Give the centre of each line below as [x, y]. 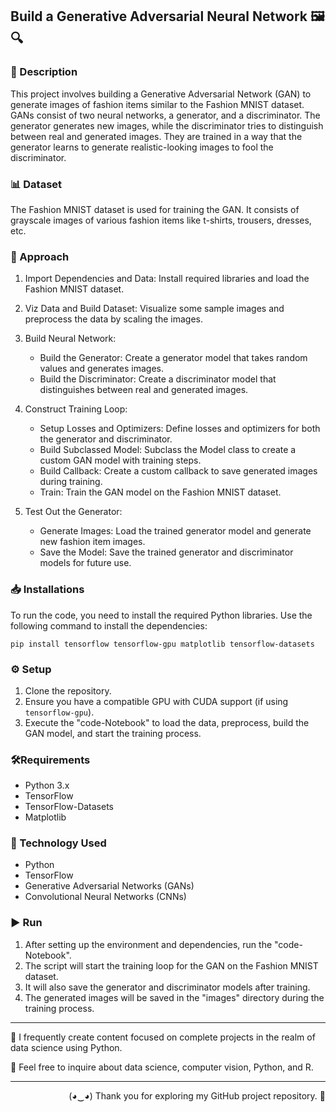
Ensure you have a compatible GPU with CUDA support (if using [156, 701]
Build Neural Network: [70, 339]
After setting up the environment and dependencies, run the [148, 944]
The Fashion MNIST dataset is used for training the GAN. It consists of [155, 209]
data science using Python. [66, 1047]
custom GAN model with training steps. [120, 460]
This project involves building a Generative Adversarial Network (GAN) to [161, 94]
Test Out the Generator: [73, 512]
